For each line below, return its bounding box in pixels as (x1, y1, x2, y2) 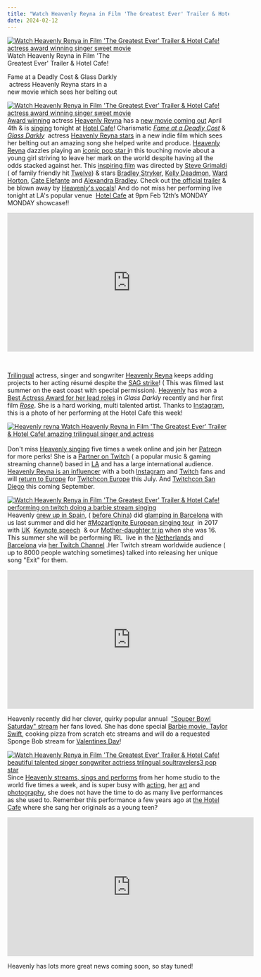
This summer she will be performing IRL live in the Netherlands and (7, 533, 204, 542)
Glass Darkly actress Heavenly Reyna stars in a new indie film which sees (7, 131, 223, 140)
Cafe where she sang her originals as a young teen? (7, 803, 158, 811)
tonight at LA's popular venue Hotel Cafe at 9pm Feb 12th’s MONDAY (7, 191, 208, 200)
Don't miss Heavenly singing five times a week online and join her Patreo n (7, 444, 222, 453)
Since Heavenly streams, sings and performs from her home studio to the (7, 773, 220, 782)
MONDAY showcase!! (7, 198, 70, 207)
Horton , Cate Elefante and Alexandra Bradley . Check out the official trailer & (7, 176, 227, 184)
